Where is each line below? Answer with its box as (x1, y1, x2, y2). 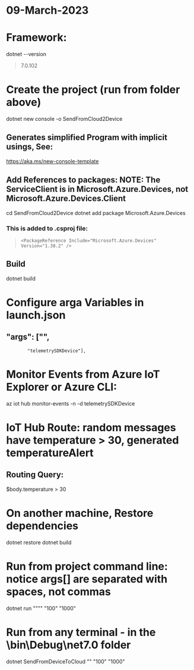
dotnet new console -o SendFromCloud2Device (6, 116, 123, 123)
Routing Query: (6, 470, 64, 480)
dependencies (6, 519, 79, 532)
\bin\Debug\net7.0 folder (6, 638, 131, 652)
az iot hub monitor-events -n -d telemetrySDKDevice (6, 400, 135, 407)
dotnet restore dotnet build (6, 538, 72, 546)
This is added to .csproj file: (6, 224, 88, 232)
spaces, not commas (6, 585, 111, 599)
